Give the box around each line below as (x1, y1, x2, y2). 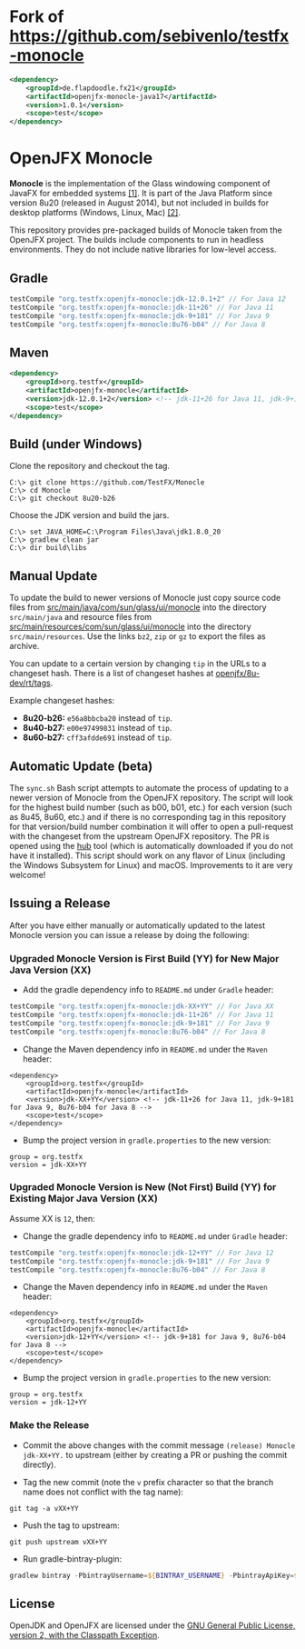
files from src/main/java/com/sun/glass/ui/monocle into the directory (9, 602, 267, 613)
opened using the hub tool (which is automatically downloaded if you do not (9, 840, 293, 851)
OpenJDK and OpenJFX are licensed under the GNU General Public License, (9, 1620, 296, 1631)
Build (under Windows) (9, 436, 143, 452)
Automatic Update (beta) (9, 758, 153, 774)
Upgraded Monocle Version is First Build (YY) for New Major (9, 952, 280, 964)
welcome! (9, 869, 46, 880)
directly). (22, 1459, 57, 1470)
